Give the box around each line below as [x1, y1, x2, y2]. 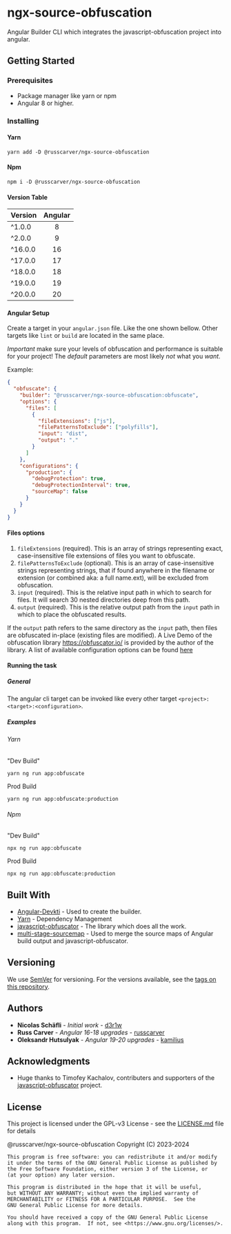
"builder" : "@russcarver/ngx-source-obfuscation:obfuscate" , [19, 392, 199, 399]
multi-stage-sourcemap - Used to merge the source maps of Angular [17, 929, 214, 938]
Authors [7, 1003, 43, 1014]
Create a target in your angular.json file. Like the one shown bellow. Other [7, 324, 219, 332]
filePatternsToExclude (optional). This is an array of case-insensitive [17, 558, 214, 567]
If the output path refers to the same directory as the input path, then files [7, 623, 218, 632]
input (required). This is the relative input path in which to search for [17, 588, 212, 596]
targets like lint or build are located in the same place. [7, 332, 165, 340]
